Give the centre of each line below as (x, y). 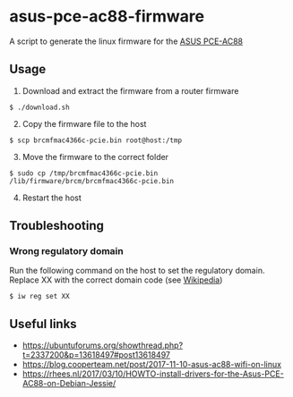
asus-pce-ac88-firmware (107, 17)
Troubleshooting (57, 226)
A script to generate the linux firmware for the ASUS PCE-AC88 (126, 41)
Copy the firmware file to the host (84, 123)
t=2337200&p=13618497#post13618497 (96, 355)
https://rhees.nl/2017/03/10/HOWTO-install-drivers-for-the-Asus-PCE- (153, 374)
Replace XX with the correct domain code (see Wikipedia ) (116, 280)
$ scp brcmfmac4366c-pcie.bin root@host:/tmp (95, 140)
